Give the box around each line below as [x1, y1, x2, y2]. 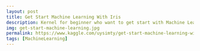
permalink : [6, 30, 33, 36]
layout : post [6, 8, 39, 15]
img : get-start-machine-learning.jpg [6, 25, 100, 31]
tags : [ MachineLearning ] [6, 36, 68, 42]
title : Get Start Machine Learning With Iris [6, 14, 121, 20]
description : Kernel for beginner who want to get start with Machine [6, 19, 185, 25]
